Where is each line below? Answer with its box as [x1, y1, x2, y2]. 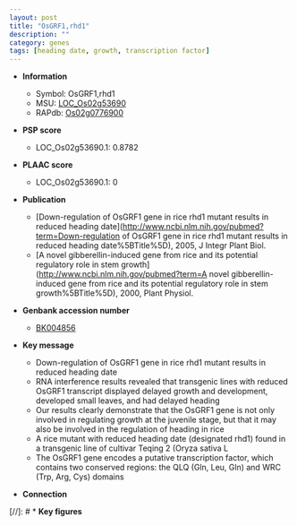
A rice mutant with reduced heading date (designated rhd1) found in [35, 434, 286, 444]
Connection [21, 489, 67, 500]
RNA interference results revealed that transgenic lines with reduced [35, 376, 288, 387]
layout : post [9, 13, 58, 22]
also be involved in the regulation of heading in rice [35, 424, 225, 435]
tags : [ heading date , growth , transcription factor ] [9, 47, 210, 56]
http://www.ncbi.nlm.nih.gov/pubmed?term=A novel [38, 269, 230, 280]
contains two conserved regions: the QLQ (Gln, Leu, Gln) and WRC [35, 462, 282, 473]
